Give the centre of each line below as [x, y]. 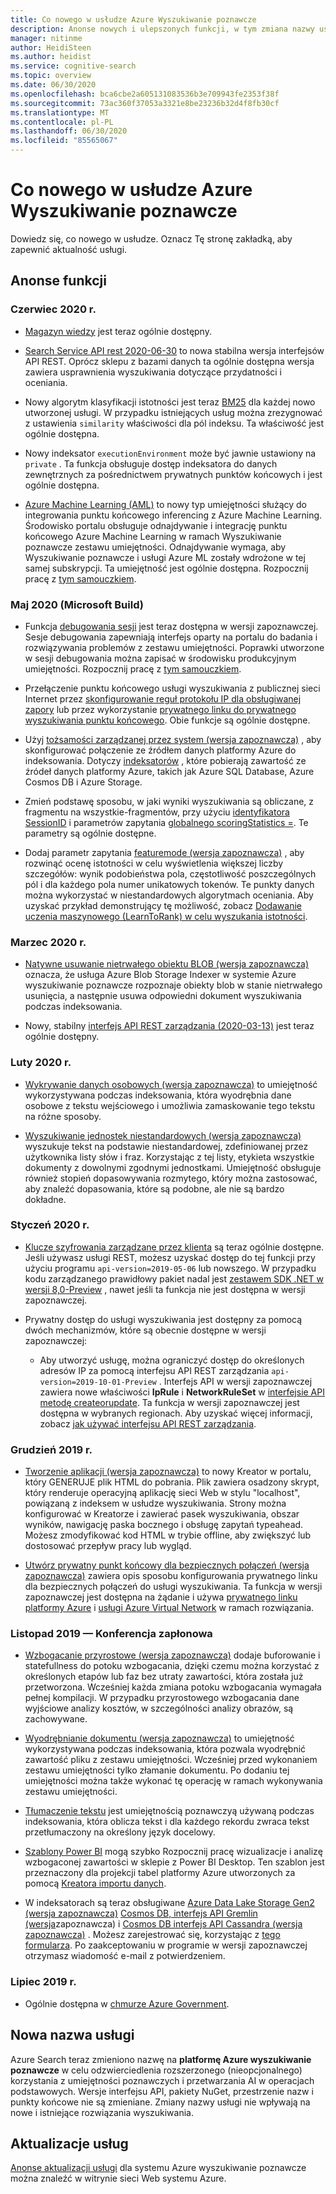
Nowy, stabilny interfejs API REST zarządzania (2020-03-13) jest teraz [169, 1026]
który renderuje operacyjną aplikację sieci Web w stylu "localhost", [162, 1493]
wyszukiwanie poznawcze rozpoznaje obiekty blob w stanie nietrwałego [173, 985]
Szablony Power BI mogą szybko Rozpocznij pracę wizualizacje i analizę [173, 1852]
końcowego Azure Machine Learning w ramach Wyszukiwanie [153, 536]
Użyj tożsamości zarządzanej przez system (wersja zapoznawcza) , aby [173, 739]
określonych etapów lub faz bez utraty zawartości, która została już [164, 1677]
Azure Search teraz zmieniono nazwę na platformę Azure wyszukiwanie [161, 2059]
